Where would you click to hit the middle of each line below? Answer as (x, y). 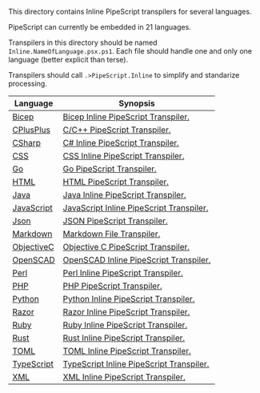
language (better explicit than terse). (68, 60)
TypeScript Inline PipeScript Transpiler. (136, 364)
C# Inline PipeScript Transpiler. (121, 143)
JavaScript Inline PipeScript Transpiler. (136, 208)
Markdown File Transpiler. (112, 234)
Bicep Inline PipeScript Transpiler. (126, 117)
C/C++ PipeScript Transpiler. (117, 130)
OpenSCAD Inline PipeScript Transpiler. (137, 260)
